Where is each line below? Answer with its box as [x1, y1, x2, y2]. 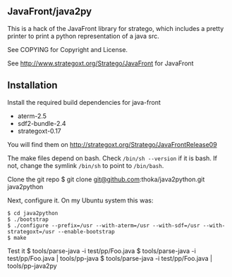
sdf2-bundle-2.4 [17, 119, 66, 127]
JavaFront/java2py [7, 6, 92, 18]
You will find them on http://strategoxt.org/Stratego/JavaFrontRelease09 [7, 140, 217, 148]
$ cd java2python [7, 210, 59, 217]
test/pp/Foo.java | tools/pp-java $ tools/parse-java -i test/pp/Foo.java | [7, 254, 213, 262]
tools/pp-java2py [7, 262, 58, 270]
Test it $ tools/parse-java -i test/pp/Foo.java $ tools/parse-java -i [7, 246, 196, 255]
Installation [7, 79, 58, 91]
